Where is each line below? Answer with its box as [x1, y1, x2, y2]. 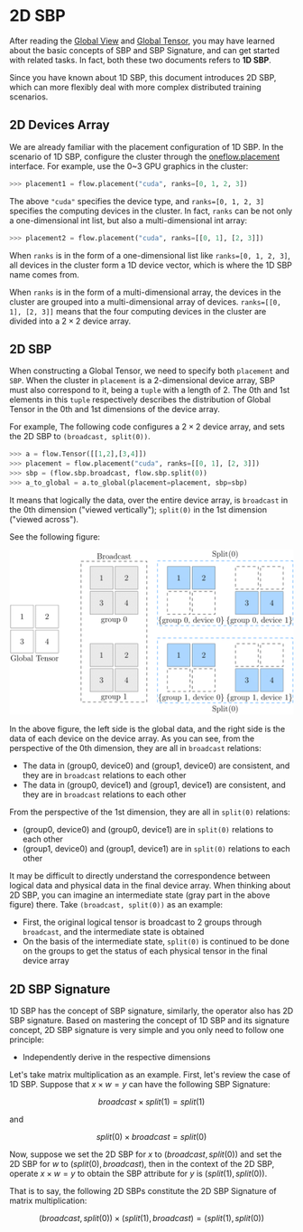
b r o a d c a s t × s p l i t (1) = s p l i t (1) [97, 1096, 206, 1107]
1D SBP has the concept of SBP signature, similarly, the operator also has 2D [9, 1005, 294, 1016]
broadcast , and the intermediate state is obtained [22, 926, 205, 937]
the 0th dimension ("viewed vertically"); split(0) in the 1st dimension [9, 503, 268, 515]
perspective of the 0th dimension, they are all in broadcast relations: [9, 743, 262, 754]
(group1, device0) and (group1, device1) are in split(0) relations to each [22, 843, 290, 854]
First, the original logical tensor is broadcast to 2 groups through [22, 917, 262, 927]
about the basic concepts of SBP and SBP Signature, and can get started [9, 44, 280, 55]
